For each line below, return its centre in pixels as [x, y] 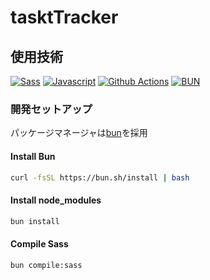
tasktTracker [64, 17]
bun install [35, 221]
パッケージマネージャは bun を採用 [79, 133]
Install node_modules [56, 200]
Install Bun [33, 156]
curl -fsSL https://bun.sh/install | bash [100, 177]
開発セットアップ [51, 109]
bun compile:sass [46, 265]
